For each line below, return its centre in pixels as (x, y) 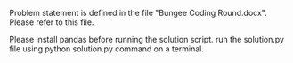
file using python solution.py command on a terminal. (107, 49)
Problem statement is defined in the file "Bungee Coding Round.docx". (138, 13)
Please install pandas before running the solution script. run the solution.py (147, 39)
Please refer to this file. (52, 22)
